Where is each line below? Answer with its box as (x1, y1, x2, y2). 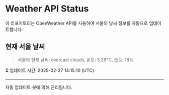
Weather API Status (5, 3, 89, 14)
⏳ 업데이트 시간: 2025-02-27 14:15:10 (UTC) (5, 67, 95, 73)
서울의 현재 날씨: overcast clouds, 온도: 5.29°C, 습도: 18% (17, 56, 134, 62)
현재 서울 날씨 (5, 42, 45, 51)
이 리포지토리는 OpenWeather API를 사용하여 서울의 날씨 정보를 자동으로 (5, 20, 148, 26)
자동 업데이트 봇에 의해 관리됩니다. (5, 84, 72, 90)
